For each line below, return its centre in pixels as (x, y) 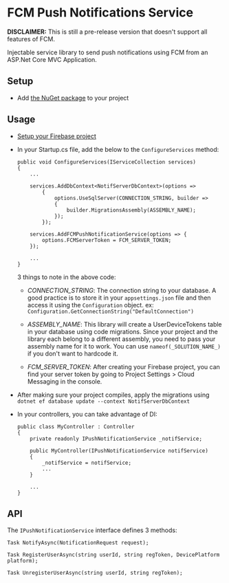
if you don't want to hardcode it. (73, 353)
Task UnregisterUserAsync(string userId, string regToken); (95, 573)
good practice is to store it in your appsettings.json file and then (119, 298)
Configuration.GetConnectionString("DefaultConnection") (111, 311)
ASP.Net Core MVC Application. (52, 59)
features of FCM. (31, 38)
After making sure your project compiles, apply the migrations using (113, 395)
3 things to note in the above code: (66, 277)
